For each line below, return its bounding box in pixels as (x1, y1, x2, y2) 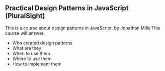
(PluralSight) (5, 12, 45, 20)
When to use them (12, 50, 51, 56)
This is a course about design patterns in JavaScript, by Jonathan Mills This (5, 25, 161, 31)
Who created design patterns (12, 40, 73, 46)
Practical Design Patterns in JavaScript (5, 4, 129, 12)
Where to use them (12, 56, 52, 62)
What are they (12, 45, 41, 51)
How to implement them (12, 61, 62, 67)
